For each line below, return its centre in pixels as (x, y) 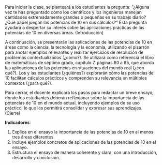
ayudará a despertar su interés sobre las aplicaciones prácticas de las (75, 28)
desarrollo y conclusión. (36, 157)
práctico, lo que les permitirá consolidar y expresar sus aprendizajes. (74, 108)
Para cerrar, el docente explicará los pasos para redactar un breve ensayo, (79, 92)
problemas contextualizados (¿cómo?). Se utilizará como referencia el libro (80, 57)
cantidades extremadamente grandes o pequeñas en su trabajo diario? (75, 17)
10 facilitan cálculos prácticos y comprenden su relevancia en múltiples (76, 78)
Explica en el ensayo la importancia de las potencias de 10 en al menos (83, 132)
